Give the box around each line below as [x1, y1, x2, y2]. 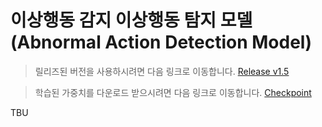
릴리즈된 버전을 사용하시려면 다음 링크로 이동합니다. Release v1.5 [34, 65, 290, 77]
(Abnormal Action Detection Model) [10, 31, 313, 54]
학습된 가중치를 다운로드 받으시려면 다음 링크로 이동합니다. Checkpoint [34, 86, 312, 98]
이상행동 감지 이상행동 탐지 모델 [10, 9, 253, 32]
